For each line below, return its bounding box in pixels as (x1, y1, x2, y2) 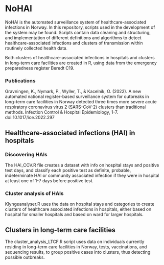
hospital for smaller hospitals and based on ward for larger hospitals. (5, 212, 143, 217)
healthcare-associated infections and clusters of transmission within (5, 40, 143, 46)
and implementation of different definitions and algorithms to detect (5, 35, 141, 41)
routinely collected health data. (5, 45, 68, 51)
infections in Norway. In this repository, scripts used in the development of (5, 24, 155, 30)
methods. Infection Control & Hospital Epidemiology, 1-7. (5, 109, 118, 115)
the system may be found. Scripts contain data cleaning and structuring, (5, 29, 151, 35)
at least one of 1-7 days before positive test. (5, 177, 94, 184)
